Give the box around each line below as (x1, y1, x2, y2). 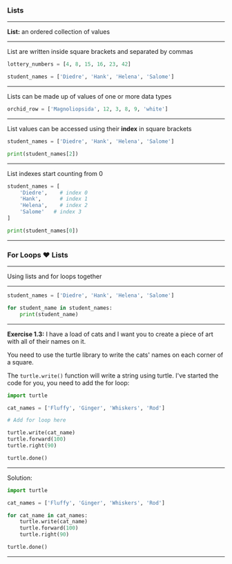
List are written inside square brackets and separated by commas (7, 48, 193, 56)
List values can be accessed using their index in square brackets (7, 124, 192, 133)
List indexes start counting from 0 (7, 169, 104, 177)
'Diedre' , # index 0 (19, 189, 88, 196)
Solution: (7, 474, 32, 482)
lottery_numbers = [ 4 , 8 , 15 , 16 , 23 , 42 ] (7, 61, 131, 68)
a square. (7, 358, 35, 366)
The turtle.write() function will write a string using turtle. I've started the (7, 371, 219, 380)
